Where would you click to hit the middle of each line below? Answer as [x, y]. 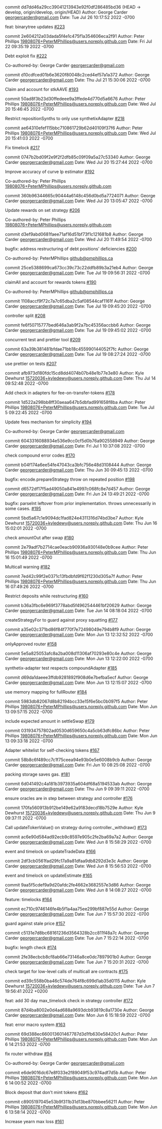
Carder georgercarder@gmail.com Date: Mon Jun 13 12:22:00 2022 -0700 [79, 659]
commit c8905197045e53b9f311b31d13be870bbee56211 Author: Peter [75, 1102]
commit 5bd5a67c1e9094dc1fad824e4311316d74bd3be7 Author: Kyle [74, 518]
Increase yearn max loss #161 [34, 1121]
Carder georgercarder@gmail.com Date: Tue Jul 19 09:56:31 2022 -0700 [78, 273]
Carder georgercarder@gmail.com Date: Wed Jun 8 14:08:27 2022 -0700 [78, 890]
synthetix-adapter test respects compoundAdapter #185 [61, 668]
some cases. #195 [23, 508]
